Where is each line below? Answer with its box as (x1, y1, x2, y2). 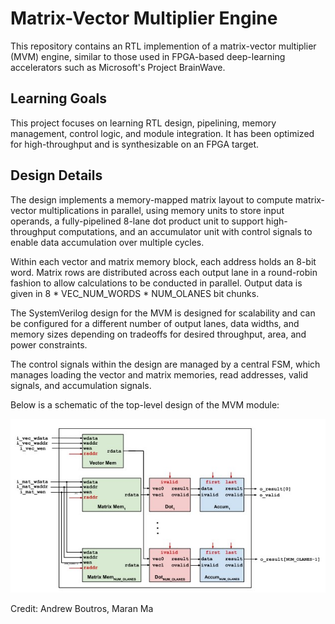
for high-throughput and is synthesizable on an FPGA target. (10, 138, 260, 150)
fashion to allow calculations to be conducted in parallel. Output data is (10, 277, 303, 289)
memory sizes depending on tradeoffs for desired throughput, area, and (10, 328, 307, 340)
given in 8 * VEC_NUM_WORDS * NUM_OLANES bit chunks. (10, 287, 260, 299)
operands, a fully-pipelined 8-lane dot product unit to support (10, 215, 264, 227)
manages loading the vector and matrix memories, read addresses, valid (10, 368, 308, 381)
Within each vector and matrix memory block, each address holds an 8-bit (10, 255, 317, 267)
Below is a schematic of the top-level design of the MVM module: (10, 398, 280, 411)
